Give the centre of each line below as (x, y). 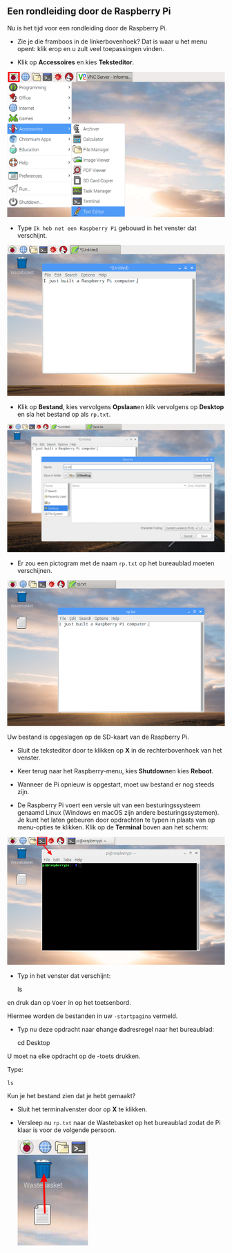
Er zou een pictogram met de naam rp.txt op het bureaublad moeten (116, 563)
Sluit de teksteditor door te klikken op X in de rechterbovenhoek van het (119, 751)
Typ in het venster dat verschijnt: (64, 976)
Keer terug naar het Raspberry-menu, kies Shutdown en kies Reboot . (115, 771)
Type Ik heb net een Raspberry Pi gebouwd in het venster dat (107, 228)
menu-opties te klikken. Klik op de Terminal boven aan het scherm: (113, 827)
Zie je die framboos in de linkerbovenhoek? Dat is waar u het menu (112, 41)
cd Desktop (33, 1042)
